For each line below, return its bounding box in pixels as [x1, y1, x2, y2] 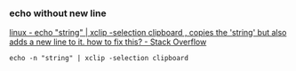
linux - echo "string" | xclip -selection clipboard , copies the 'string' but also [9, 28, 287, 38]
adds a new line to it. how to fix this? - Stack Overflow [9, 36, 207, 47]
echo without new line [9, 7, 107, 20]
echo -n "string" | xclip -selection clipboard [9, 54, 189, 63]
